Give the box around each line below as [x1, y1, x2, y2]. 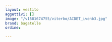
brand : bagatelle [5, 21, 41, 26]
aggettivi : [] [5, 12, 35, 17]
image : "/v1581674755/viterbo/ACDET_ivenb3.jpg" [5, 16, 108, 21]
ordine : [5, 25, 21, 30]
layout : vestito [5, 7, 39, 12]
